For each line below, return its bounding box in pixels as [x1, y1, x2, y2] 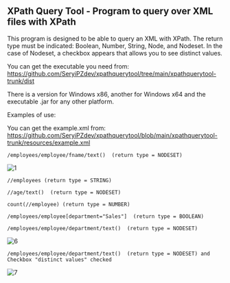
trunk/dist [7, 77, 35, 85]
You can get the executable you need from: [7, 62, 129, 71]
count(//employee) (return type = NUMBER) [7, 201, 130, 208]
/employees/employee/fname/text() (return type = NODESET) [7, 151, 183, 158]
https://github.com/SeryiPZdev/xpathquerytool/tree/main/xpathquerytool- [7, 69, 217, 77]
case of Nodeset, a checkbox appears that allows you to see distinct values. [7, 49, 223, 57]
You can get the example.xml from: [7, 123, 106, 132]
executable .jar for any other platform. [7, 97, 115, 106]
